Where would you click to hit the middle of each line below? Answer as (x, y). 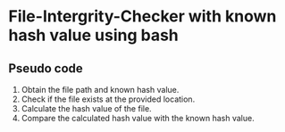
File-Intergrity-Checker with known (142, 16)
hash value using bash (94, 35)
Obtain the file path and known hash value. (100, 90)
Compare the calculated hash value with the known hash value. (138, 118)
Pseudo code (46, 68)
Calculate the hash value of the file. (87, 108)
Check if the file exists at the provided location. (108, 99)
